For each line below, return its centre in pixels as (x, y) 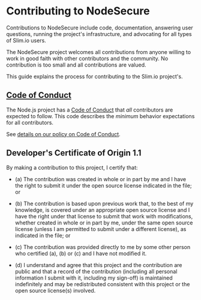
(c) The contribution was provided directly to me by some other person (103, 247)
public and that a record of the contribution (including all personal (96, 271)
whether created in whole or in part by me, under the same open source (104, 223)
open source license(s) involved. (55, 290)
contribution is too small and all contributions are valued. (76, 65)
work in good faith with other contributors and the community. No (87, 58)
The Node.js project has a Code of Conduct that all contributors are (90, 110)
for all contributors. (30, 122)
